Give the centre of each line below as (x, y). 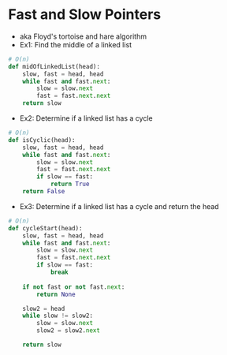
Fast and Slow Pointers (85, 15)
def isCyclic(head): (42, 140)
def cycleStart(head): (45, 228)
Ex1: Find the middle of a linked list (76, 44)
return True (70, 184)
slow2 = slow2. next (69, 331)
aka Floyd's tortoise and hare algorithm (83, 36)
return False (44, 192)
